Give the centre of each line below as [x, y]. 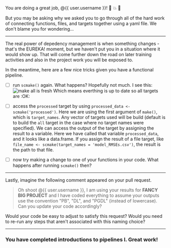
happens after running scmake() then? [52, 165]
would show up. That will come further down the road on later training [78, 54]
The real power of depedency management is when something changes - [82, 44]
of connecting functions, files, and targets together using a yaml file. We [81, 23]
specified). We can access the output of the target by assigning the [83, 128]
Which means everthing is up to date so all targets [106, 91]
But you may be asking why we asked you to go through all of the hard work [85, 18]
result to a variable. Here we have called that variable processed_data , [85, 134]
